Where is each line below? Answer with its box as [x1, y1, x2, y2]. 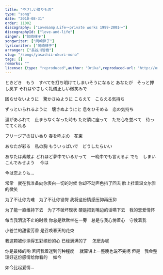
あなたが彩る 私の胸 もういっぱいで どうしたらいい [5, 144, 113, 149]
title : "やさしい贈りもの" [5, 7, 54, 12]
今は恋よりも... [5, 170, 34, 176]
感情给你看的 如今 [21, 254, 62, 260]
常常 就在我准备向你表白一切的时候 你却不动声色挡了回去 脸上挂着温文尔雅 [5, 180, 156, 186]
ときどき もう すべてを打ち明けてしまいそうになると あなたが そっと [5, 80, 150, 85]
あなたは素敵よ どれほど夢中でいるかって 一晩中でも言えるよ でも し [5, 154, 147, 159]
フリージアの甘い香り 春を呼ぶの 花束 [5, 133, 83, 139]
